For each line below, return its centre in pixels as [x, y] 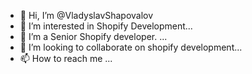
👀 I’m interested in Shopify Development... [106, 26]
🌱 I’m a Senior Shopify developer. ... [93, 36]
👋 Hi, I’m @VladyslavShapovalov [86, 15]
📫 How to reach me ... [66, 58]
